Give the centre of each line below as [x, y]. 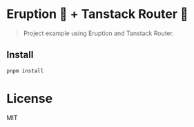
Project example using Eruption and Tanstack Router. [98, 33]
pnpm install [25, 71]
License [30, 98]
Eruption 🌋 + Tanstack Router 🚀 [97, 14]
